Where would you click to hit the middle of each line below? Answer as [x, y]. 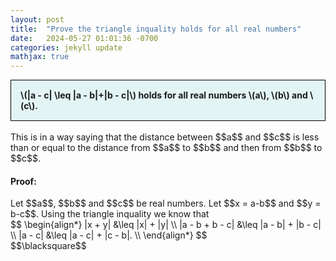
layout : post [37, 19]
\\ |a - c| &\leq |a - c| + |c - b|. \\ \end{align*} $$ [109, 235]
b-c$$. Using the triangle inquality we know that [110, 214]
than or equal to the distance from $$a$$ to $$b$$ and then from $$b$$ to [166, 148]
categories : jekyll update [66, 47]
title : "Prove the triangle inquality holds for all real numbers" [156, 29]
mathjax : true [40, 57]
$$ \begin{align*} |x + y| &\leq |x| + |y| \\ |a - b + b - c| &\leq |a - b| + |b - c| [166, 225]
